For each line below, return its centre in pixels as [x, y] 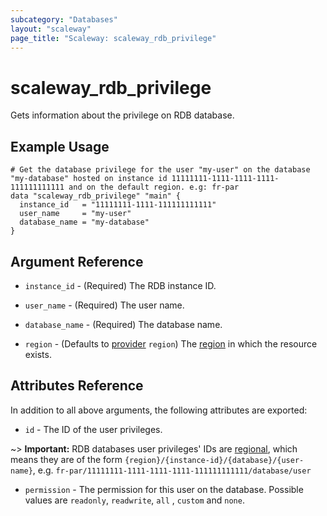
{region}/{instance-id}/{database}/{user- [214, 460]
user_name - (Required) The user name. [104, 305]
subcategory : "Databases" [64, 19]
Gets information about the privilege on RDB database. [122, 115]
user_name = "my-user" [75, 214]
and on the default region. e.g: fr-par [154, 187]
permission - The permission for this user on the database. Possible [164, 489]
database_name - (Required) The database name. [123, 324]
